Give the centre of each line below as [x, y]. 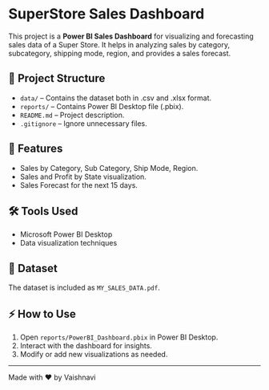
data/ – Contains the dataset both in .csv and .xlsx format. [116, 98]
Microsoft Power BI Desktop [66, 234]
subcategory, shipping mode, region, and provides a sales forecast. [120, 53]
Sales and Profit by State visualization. [83, 177]
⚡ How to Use [42, 314]
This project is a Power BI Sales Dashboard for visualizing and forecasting [131, 36]
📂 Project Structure [57, 78]
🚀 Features [36, 149]
